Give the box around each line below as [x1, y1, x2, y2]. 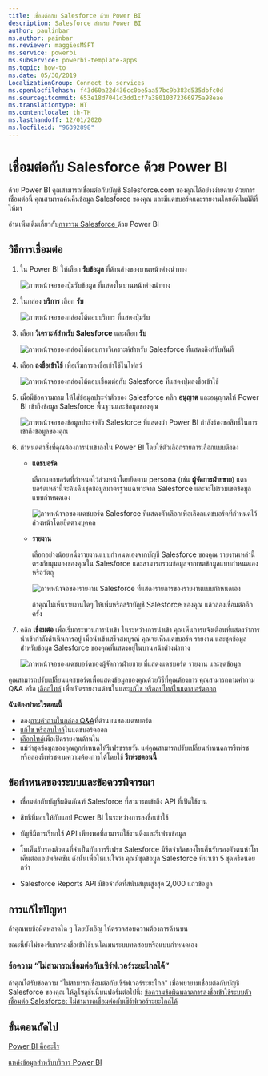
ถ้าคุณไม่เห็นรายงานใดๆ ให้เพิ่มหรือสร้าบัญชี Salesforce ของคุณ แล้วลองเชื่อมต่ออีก [31, 599, 254, 609]
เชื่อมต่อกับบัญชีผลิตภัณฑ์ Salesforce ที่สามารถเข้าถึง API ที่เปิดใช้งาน [19, 796, 208, 806]
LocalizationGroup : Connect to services [8, 79, 146, 87]
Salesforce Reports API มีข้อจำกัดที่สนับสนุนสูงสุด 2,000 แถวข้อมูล [19, 879, 214, 889]
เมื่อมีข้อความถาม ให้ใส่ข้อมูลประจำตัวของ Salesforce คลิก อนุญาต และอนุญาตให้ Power [19, 392, 260, 401]
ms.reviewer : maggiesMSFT [8, 42, 94, 50]
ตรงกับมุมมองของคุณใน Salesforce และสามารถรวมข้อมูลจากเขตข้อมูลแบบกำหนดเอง [31, 558, 258, 568]
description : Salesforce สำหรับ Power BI [8, 19, 142, 27]
